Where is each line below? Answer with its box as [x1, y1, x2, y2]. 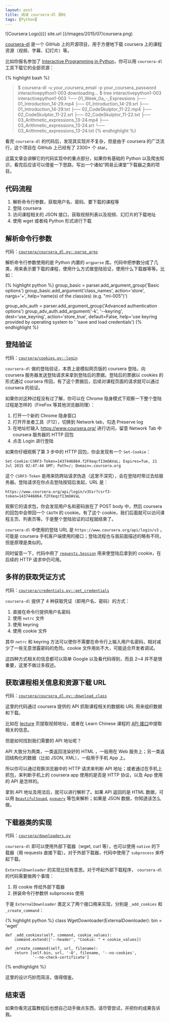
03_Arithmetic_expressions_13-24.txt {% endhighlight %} [17, 128, 137, 134]
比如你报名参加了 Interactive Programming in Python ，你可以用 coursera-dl [5, 58, 163, 64]
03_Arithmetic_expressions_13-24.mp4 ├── [17, 117, 109, 123]
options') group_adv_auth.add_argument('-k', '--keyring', [5, 308, 123, 314]
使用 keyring [12, 621, 39, 627]
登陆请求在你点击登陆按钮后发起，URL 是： [18, 479, 109, 485]
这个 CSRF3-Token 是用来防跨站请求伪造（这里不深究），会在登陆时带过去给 [5, 472, 159, 479]
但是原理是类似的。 [5, 539, 46, 546]
